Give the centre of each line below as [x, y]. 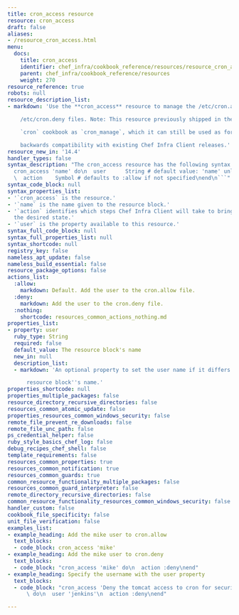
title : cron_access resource [51, 14]
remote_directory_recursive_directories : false [79, 495]
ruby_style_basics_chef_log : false [60, 442]
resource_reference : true [46, 87]
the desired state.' [44, 218]
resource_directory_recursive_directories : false [83, 402]
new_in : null [33, 356]
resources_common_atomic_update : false [67, 409]
